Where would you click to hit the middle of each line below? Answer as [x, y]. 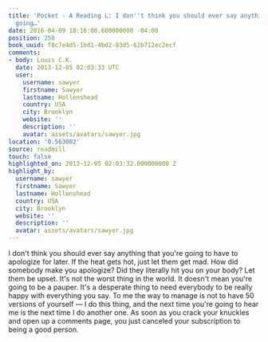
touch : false [30, 156]
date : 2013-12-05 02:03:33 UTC [67, 68]
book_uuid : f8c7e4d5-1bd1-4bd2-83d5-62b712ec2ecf [93, 45]
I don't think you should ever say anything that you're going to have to [123, 253]
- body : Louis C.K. [41, 61]
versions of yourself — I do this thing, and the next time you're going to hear [134, 304]
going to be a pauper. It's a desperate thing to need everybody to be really [130, 287]
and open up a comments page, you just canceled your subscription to [124, 321]
